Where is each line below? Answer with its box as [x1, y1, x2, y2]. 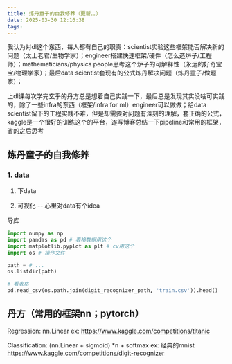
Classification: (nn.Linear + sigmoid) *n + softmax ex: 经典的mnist [7, 340, 195, 349]
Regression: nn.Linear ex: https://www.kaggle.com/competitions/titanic [7, 327, 211, 335]
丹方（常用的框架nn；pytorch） [7, 308, 144, 320]
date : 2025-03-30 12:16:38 [7, 17, 85, 24]
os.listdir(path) [7, 268, 57, 275]
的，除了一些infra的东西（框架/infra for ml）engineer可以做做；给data [7, 101, 207, 109]
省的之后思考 [7, 127, 44, 135]
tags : [7, 23, 23, 30]
